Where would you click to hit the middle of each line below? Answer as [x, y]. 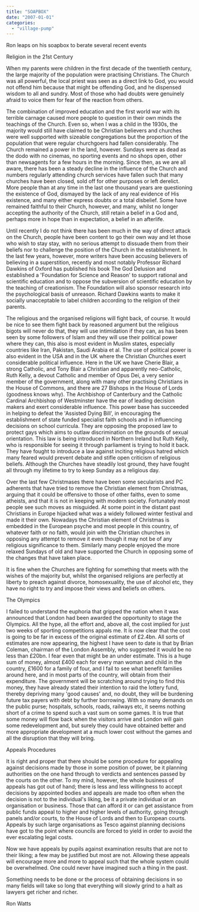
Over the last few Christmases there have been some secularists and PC [95, 482]
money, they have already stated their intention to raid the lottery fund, [93, 688]
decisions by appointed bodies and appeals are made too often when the [96, 793]
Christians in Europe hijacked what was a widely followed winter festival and [99, 514]
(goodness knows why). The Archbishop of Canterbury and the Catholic [94, 395]
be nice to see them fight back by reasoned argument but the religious [92, 325]
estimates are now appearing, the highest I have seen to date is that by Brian [100, 643]
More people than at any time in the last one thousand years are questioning [99, 188]
